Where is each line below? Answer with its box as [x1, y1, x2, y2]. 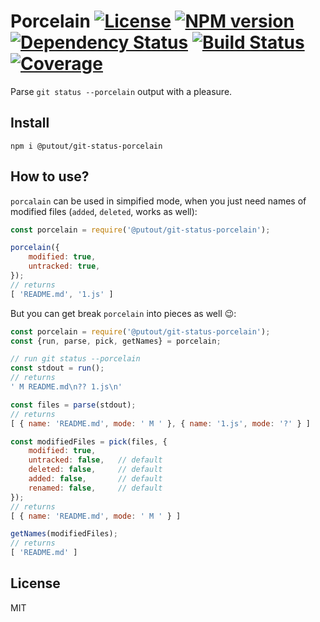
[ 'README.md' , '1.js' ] [10, 289, 114, 299]
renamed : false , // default [28, 483, 163, 493]
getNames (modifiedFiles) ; [10, 529, 118, 539]
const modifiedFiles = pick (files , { [10, 436, 168, 447]
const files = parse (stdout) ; [10, 400, 137, 410]
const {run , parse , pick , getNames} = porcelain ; [10, 336, 222, 346]
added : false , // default [28, 474, 163, 484]
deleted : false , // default [28, 465, 163, 475]
